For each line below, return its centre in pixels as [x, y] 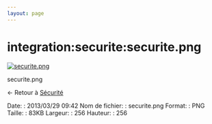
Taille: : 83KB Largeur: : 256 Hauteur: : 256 [67, 112]
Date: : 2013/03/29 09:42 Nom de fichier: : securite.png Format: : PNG [106, 106]
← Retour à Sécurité [35, 92]
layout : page [26, 13]
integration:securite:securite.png [104, 47]
